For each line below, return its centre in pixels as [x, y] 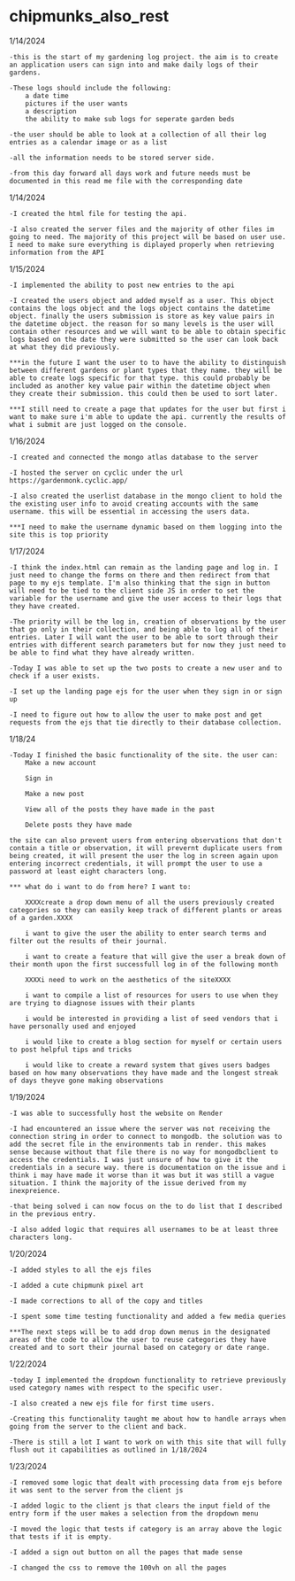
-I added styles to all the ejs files [80, 1270]
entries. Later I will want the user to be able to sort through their [144, 637]
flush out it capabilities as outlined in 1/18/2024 [108, 1450]
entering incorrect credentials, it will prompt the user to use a [136, 864]
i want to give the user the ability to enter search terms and [146, 933]
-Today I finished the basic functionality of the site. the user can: [144, 755]
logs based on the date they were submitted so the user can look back [144, 339]
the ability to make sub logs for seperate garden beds [130, 119]
